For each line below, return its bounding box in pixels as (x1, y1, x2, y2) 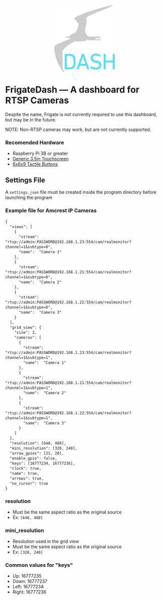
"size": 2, (14, 330, 37, 335)
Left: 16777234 (12, 584, 44, 590)
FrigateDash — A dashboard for (5, 84, 140, 96)
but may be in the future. (5, 117, 56, 123)
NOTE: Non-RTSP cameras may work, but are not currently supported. (5, 126, 151, 133)
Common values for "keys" (5, 562, 73, 569)
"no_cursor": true (10, 481, 49, 486)
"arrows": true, (10, 476, 44, 481)
